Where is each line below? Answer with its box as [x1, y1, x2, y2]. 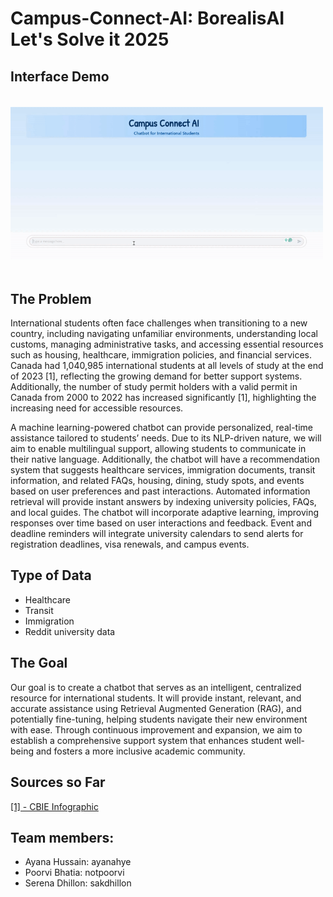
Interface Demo [10, 68, 110, 85]
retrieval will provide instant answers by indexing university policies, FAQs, [10, 496, 317, 508]
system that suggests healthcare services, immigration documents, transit [10, 464, 316, 476]
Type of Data [10, 567, 92, 584]
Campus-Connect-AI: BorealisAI [10, 7, 285, 30]
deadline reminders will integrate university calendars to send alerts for [10, 528, 304, 540]
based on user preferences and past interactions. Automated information [10, 485, 311, 497]
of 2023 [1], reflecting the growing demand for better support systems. [10, 370, 303, 382]
